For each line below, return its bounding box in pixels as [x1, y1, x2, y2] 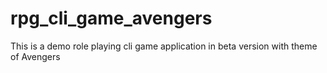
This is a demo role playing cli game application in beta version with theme [10, 40, 318, 52]
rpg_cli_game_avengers [10, 7, 213, 30]
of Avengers [10, 50, 61, 62]
